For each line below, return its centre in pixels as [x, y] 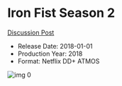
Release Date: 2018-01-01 [55, 46]
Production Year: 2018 [50, 54]
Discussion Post [31, 32]
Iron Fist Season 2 [61, 13]
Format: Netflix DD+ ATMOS [59, 61]
